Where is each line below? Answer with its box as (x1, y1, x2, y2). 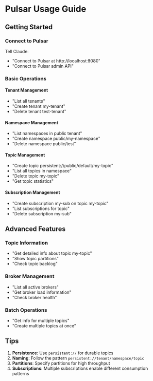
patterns (12, 370, 29, 376)
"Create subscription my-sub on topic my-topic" (12, 200, 109, 206)
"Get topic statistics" (12, 178, 54, 184)
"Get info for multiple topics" (12, 318, 69, 324)
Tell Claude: (5, 48, 29, 54)
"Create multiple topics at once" (12, 323, 77, 328)
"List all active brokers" (12, 284, 59, 290)
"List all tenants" (12, 98, 45, 104)
